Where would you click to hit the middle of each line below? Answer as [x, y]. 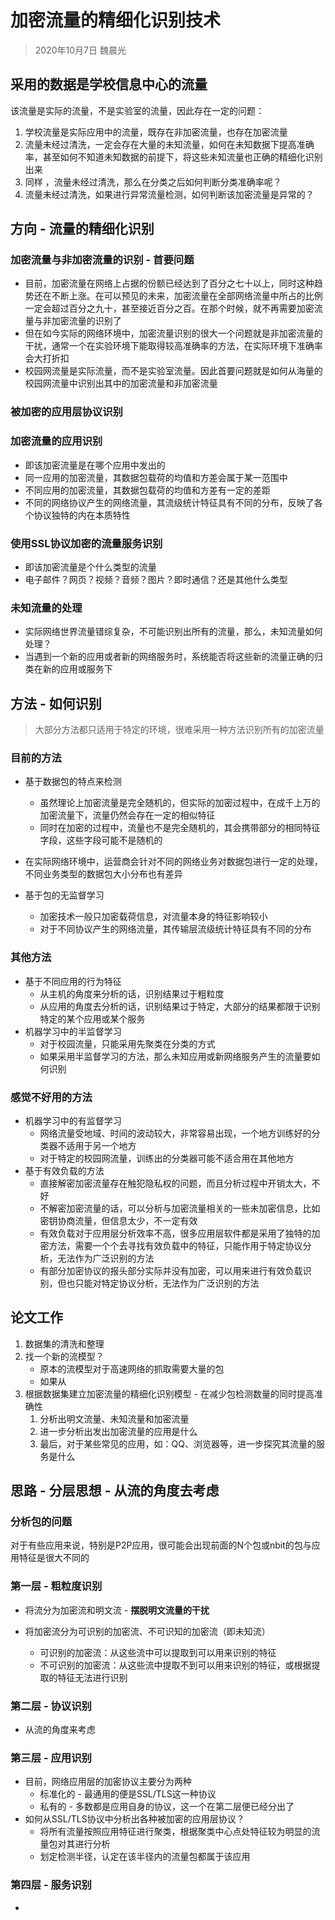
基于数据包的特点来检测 [73, 782]
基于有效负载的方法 [64, 1170]
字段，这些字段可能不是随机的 [101, 840]
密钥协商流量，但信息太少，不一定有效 [118, 1220]
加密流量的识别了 [86, 321]
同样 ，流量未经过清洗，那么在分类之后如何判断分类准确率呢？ [153, 182]
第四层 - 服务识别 [51, 1885]
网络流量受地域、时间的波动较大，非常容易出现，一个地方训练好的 [175, 1133]
